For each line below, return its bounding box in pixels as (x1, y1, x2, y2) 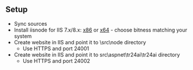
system (13, 32, 32, 40)
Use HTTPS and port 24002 (22, 57, 91, 64)
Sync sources (13, 20, 47, 27)
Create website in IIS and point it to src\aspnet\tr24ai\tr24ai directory (13, 51, 180, 58)
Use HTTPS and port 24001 (22, 45, 89, 52)
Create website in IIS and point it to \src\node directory (13, 38, 147, 45)
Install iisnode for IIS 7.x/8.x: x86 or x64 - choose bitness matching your (13, 26, 188, 33)
